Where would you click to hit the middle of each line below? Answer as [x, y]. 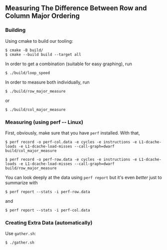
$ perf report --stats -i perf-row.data [48, 192]
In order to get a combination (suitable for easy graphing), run [69, 64]
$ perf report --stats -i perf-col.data [48, 210]
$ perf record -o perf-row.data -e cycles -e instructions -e [71, 159]
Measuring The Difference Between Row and [76, 8]
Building [15, 30]
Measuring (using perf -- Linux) [44, 122]
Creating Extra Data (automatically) [49, 223]
